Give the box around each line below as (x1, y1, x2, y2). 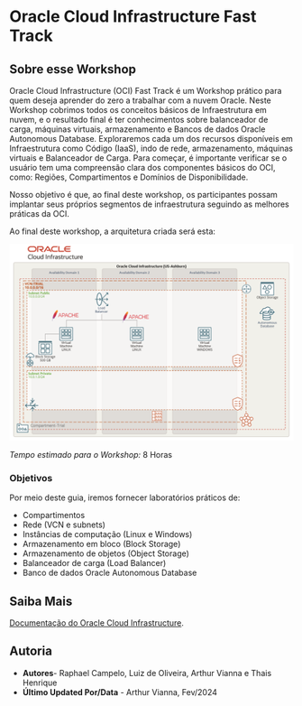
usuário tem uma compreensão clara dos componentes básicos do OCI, (9, 163, 277, 172)
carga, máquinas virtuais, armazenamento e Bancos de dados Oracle (9, 124, 266, 135)
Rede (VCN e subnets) (22, 519, 106, 530)
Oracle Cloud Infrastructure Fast (9, 6, 257, 27)
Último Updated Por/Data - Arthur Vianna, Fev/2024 (22, 686, 218, 697)
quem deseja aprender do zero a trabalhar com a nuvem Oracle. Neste (9, 95, 272, 106)
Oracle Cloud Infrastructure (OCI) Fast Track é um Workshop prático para (9, 86, 282, 96)
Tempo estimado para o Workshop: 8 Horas (9, 449, 173, 460)
